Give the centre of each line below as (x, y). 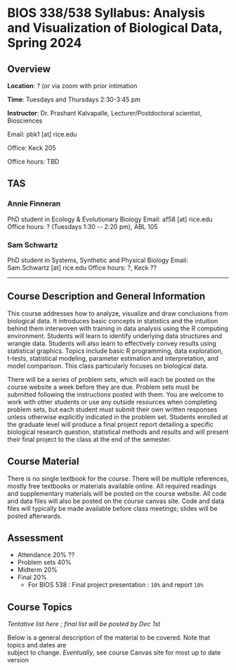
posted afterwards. (35, 516)
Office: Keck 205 (32, 148)
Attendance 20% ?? (46, 555)
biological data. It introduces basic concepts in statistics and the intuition (113, 321)
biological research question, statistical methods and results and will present (118, 432)
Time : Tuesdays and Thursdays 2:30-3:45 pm (74, 99)
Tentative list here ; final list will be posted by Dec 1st (84, 624)
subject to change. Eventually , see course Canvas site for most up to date (114, 652)
